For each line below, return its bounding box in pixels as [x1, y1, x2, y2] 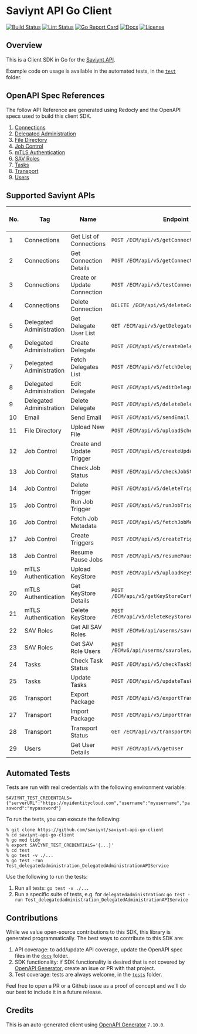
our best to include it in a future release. [6, 989, 103, 995]
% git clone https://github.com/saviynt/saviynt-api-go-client [6, 827, 164, 833]
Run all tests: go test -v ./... [14, 885, 90, 892]
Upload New [70, 423, 105, 431]
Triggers [70, 539, 94, 547]
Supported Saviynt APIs [6, 191, 96, 200]
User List [70, 329, 96, 338]
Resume [70, 548, 93, 556]
